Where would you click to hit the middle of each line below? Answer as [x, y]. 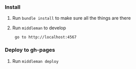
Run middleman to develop [39, 28]
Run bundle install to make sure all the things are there [71, 18]
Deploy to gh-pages [30, 50]
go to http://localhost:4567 [46, 37]
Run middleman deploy [35, 61]
